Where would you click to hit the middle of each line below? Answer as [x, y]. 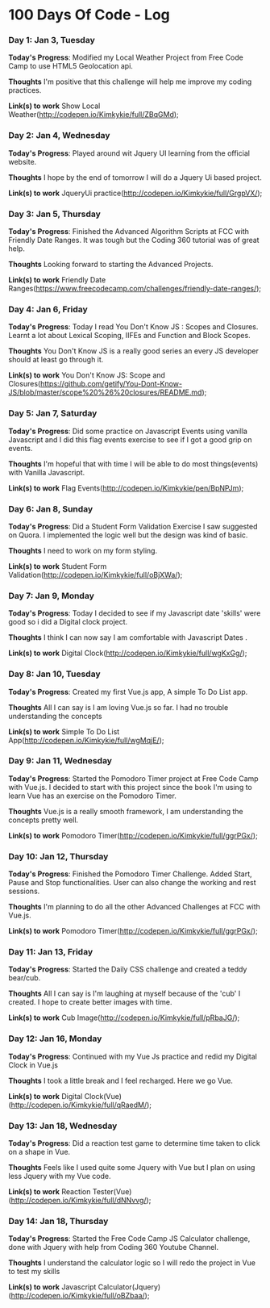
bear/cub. [25, 978]
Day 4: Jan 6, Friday [48, 309]
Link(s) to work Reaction [50, 1192]
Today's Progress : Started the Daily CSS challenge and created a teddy [128, 969]
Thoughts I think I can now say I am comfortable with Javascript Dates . [128, 637]
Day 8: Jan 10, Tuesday [54, 674]
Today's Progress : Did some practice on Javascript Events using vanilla [128, 431]
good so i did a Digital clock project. [68, 622]
